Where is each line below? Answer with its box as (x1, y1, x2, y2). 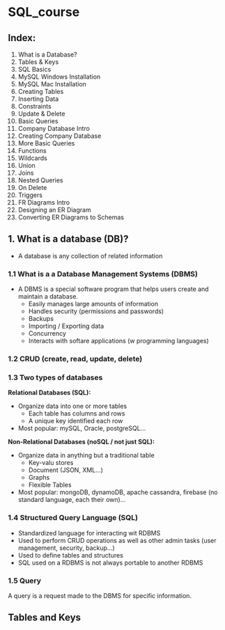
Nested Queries (17, 176, 63, 184)
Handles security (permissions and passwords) (28, 307, 164, 315)
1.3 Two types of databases (8, 372, 103, 382)
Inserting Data (17, 95, 59, 103)
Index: (8, 32, 36, 44)
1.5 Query (8, 576, 41, 585)
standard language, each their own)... (17, 496, 126, 504)
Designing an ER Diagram (17, 206, 91, 214)
